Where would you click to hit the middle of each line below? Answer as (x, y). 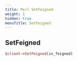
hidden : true (18, 18)
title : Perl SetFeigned (29, 9)
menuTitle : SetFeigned (28, 23)
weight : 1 (15, 14)
